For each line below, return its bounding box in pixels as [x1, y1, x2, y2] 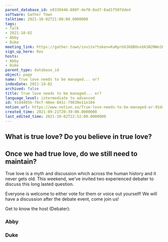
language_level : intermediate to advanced [5, 95, 95, 100]
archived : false [5, 86, 39, 91]
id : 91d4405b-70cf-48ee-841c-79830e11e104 [5, 100, 95, 105]
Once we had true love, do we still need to [5, 149, 137, 158]
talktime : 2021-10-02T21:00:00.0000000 [5, 16, 88, 21]
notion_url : [5, 105, 30, 110]
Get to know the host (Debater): [5, 206, 70, 212]
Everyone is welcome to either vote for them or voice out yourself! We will [5, 191, 157, 197]
